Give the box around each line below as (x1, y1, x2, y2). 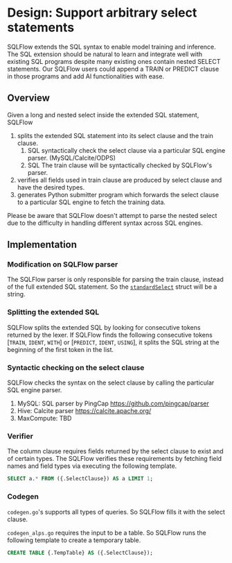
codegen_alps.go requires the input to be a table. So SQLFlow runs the (7, 528, 206, 537)
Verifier (7, 431, 33, 441)
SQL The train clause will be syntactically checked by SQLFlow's (27, 161, 213, 169)
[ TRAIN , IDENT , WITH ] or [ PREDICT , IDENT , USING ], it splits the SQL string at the (7, 338, 220, 346)
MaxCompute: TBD (17, 414, 72, 423)
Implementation (7, 239, 78, 251)
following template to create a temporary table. (7, 536, 141, 544)
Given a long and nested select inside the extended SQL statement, (7, 110, 199, 119)
